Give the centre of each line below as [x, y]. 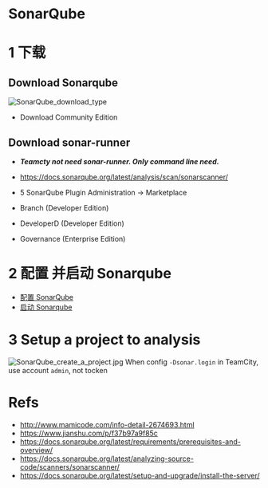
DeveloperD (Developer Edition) [72, 223]
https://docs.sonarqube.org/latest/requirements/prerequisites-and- [130, 441]
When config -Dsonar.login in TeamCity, [192, 362]
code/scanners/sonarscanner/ [69, 466]
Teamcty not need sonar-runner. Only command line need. [119, 161]
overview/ [36, 450]
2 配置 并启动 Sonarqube [90, 274]
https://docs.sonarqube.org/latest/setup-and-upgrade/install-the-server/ [140, 475]
